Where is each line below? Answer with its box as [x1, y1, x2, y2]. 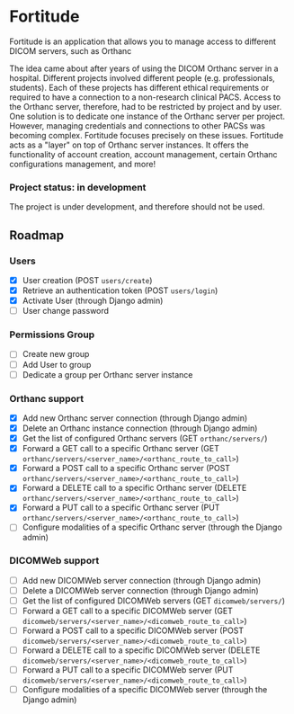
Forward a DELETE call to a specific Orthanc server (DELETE [22, 483, 247, 494]
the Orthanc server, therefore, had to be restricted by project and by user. [9, 101, 282, 112]
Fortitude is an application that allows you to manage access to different [9, 36, 277, 47]
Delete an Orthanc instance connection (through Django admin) [22, 423, 258, 433]
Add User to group [22, 359, 92, 370]
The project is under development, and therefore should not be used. [9, 201, 265, 212]
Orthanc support [9, 392, 84, 405]
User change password [22, 306, 110, 317]
